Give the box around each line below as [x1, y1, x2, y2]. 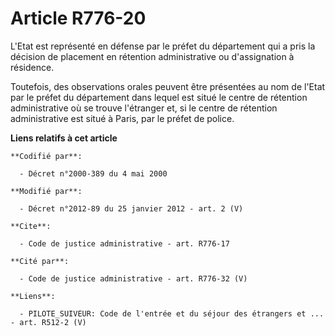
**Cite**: [10, 221, 52, 231]
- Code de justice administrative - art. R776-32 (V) [19, 273, 248, 284]
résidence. [10, 61, 55, 73]
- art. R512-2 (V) [10, 317, 87, 327]
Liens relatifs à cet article [10, 132, 118, 144]
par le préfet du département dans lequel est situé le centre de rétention [10, 91, 308, 103]
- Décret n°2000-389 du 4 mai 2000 [19, 168, 168, 179]
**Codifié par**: [10, 151, 83, 161]
